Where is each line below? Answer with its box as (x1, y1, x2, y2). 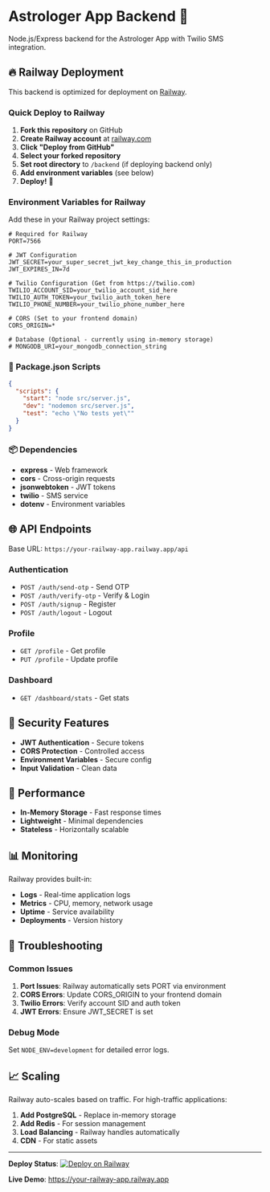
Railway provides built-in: (8, 875, 92, 884)
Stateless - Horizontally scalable (19, 825, 129, 835)
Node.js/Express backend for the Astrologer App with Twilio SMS (8, 34, 224, 43)
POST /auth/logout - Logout (19, 608, 112, 618)
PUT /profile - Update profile (19, 655, 119, 664)
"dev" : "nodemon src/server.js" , (22, 402, 135, 410)
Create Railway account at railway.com (19, 134, 152, 144)
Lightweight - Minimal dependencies (19, 816, 144, 826)
